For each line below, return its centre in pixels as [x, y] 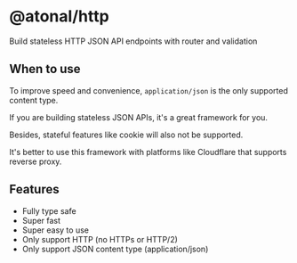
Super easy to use [55, 230]
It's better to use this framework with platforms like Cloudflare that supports [148, 152]
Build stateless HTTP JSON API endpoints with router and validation [133, 41]
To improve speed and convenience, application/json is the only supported [149, 90]
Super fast [41, 220]
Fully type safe [49, 210]
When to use [45, 69]
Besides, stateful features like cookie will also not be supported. [126, 135]
